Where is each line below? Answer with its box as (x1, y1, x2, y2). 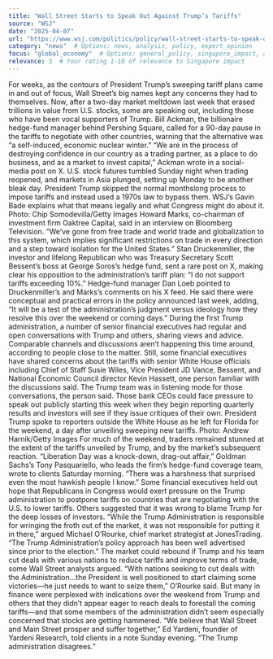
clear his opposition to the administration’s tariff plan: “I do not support (8, 269, 245, 279)
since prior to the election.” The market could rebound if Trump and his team (8, 546, 266, 556)
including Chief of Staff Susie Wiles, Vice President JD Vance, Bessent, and (8, 364, 262, 374)
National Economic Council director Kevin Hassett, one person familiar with (8, 373, 260, 383)
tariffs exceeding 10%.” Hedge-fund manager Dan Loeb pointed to (8, 278, 231, 288)
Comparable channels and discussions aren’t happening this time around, (8, 338, 255, 348)
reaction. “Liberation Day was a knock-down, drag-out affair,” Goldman (8, 451, 246, 460)
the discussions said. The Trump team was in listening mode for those (8, 382, 243, 391)
